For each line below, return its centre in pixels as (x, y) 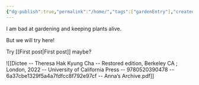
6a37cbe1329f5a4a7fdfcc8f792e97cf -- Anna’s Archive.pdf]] (80, 75)
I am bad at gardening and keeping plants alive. (64, 29)
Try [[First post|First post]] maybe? (49, 52)
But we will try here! (31, 40)
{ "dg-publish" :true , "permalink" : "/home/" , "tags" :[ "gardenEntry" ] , (90, 12)
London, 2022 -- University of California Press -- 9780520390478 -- (90, 70)
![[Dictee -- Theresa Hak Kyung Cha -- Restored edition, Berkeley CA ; (92, 63)
